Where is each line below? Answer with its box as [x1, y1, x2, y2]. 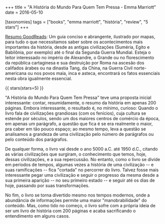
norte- [133, 65, 147, 71]
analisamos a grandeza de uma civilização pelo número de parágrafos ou [5, 131, 154, 137]
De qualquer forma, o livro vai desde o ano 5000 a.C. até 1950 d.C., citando [5, 146, 158, 152]
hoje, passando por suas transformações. [5, 183, 90, 189]
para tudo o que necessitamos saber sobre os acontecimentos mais [5, 39, 143, 45]
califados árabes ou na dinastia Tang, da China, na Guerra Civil [5, 65, 133, 71]
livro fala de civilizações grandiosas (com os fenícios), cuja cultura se [5, 110, 146, 116]
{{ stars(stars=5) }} [5, 85, 44, 91]
